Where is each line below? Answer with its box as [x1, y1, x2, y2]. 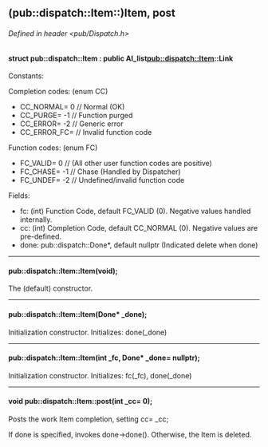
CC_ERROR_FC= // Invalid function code [19, 128, 152, 137]
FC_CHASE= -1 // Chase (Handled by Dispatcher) [19, 167, 181, 176]
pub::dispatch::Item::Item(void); [8, 266, 118, 275]
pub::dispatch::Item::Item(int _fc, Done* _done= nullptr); [8, 353, 200, 362]
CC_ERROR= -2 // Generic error [19, 119, 124, 129]
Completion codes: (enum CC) [8, 87, 108, 97]
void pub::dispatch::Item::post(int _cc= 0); [8, 397, 153, 406]
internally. [19, 215, 53, 224]
